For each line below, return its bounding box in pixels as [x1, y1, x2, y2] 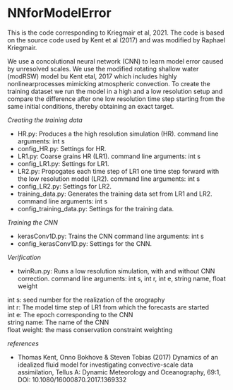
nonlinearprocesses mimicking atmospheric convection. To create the [7, 79, 210, 88]
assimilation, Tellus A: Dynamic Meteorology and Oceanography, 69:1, [17, 367, 221, 376]
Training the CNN [7, 218, 58, 227]
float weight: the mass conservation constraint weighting [7, 325, 173, 333]
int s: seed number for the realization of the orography [7, 295, 165, 304]
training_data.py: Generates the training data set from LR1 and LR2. [17, 189, 213, 198]
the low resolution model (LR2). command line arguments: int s [17, 175, 200, 183]
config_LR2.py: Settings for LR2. [17, 182, 112, 190]
